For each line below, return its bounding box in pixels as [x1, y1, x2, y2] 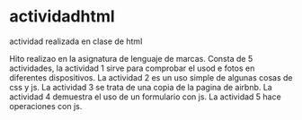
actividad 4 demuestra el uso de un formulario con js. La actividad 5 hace [9, 91, 281, 102]
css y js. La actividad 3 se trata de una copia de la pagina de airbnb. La [9, 81, 272, 92]
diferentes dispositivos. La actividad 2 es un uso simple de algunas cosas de [9, 72, 293, 82]
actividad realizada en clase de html [9, 36, 143, 47]
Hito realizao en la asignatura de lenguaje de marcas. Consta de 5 [9, 53, 253, 64]
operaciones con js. [9, 100, 83, 111]
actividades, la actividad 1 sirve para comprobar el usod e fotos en [9, 63, 255, 73]
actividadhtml [9, 6, 115, 27]
